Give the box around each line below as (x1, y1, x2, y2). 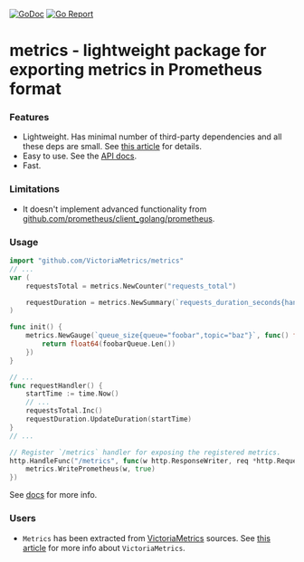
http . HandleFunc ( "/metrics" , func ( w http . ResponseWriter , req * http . (9, 456, 278, 465)
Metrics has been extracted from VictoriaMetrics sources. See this (22, 532, 271, 543)
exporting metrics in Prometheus (9, 60, 262, 81)
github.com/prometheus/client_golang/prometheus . (22, 213, 215, 224)
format (9, 79, 62, 100)
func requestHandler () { (9, 381, 103, 390)
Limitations (9, 183, 61, 195)
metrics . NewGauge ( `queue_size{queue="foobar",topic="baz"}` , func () (25, 331, 290, 340)
